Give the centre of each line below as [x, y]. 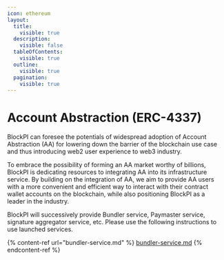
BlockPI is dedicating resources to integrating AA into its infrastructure [107, 172]
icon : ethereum [29, 13]
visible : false [41, 45]
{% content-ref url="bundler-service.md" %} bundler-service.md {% [105, 243]
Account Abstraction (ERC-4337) [104, 118]
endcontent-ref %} [34, 250]
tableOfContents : [38, 52]
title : [23, 26]
